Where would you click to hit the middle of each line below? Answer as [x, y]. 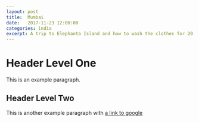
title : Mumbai [25, 17]
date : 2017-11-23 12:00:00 [42, 23]
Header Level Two [40, 98]
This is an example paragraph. [43, 80]
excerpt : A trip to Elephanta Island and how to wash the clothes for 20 [100, 34]
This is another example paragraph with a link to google [74, 112]
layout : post [22, 12]
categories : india [29, 28]
